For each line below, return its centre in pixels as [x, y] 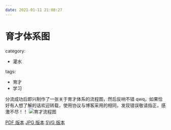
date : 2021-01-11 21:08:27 [34, 10]
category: [15, 51]
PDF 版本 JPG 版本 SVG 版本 [35, 122]
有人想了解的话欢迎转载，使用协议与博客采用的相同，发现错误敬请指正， [85, 105]
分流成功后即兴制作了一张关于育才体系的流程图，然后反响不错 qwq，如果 [82, 99]
